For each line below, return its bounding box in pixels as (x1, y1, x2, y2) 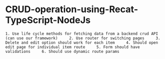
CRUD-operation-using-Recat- (5, 4, 139, 15)
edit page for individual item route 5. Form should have (5, 44, 140, 49)
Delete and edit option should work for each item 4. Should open (5, 40, 158, 45)
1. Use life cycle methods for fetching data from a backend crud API (5, 31, 158, 36)
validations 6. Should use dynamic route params (5, 49, 120, 54)
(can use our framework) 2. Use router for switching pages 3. (5, 36, 160, 41)
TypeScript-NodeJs (5, 14, 91, 26)
